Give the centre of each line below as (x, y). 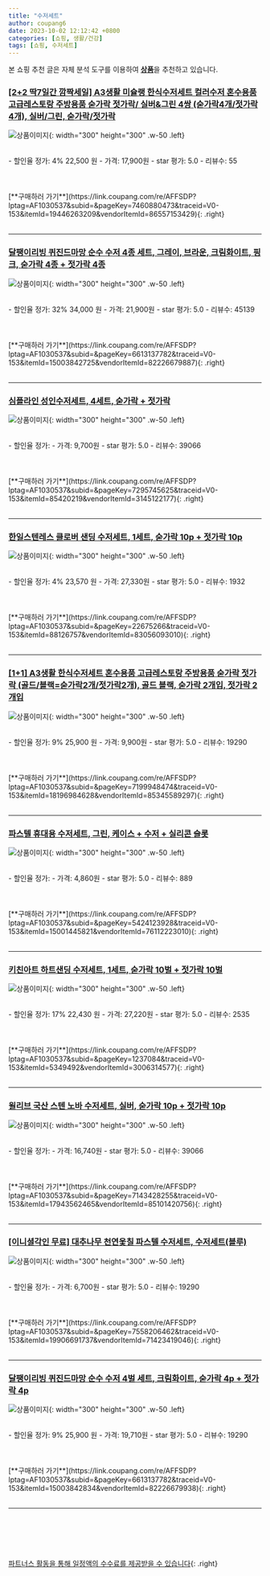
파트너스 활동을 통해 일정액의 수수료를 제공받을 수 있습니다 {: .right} (113, 1564)
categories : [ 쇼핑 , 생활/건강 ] (55, 38)
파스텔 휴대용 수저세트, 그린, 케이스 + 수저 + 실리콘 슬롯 (108, 834)
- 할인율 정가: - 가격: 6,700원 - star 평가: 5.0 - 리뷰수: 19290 (104, 1287)
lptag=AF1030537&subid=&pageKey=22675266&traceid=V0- (109, 627)
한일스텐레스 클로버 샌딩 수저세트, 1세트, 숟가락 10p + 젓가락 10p (125, 537)
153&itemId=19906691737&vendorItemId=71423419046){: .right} (115, 1340)
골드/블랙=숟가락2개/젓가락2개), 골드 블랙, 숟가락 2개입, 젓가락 (136, 685)
